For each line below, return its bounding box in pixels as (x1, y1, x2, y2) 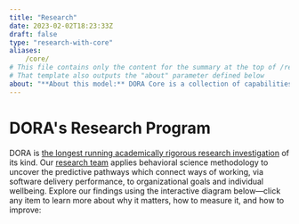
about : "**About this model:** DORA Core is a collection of (9, 79, 241, 88)
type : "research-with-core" (9, 37, 114, 47)
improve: (9, 204, 42, 215)
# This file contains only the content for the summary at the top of (9, 63, 277, 72)
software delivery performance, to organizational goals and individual (9, 176, 264, 187)
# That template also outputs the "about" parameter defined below (9, 71, 265, 80)
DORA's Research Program (9, 118, 211, 138)
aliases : (9, 46, 42, 55)
